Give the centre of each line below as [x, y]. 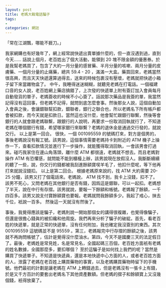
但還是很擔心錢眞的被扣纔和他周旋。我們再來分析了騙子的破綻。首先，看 [79, 219]
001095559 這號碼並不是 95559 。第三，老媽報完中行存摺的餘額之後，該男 [81, 231]
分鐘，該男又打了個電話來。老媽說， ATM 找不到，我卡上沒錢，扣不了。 [84, 177]
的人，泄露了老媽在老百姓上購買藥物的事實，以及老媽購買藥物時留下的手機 [81, 262]
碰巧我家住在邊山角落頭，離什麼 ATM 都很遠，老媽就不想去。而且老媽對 [87, 152]
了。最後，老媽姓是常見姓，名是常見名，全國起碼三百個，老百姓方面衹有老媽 [83, 243]
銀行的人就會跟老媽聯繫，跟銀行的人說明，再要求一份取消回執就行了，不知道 [83, 121]
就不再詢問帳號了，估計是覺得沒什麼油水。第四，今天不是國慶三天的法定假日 [83, 237]
